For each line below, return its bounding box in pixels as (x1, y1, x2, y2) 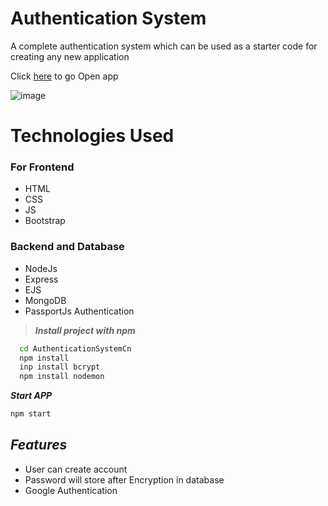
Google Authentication (24, 484, 118, 496)
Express (24, 273, 59, 285)
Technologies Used (10, 125, 175, 147)
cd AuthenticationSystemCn (19, 343, 132, 354)
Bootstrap (24, 215, 66, 227)
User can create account (24, 463, 128, 475)
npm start (10, 409, 52, 419)
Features (10, 437, 68, 454)
